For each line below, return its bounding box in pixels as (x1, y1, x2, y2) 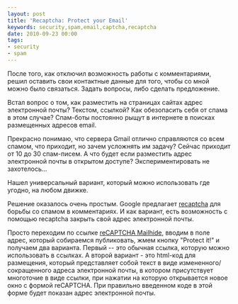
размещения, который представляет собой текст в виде (7, 258, 178, 266)
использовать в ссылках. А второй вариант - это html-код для (7, 251, 196, 259)
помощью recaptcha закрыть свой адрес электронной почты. (7, 214, 194, 223)
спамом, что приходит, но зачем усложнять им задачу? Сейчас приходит (7, 142, 231, 150)
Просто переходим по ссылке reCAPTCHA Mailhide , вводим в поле (7, 228, 210, 237)
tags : (7, 37, 23, 44)
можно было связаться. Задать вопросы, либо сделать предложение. (7, 84, 220, 93)
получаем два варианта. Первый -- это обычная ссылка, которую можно (7, 243, 230, 252)
